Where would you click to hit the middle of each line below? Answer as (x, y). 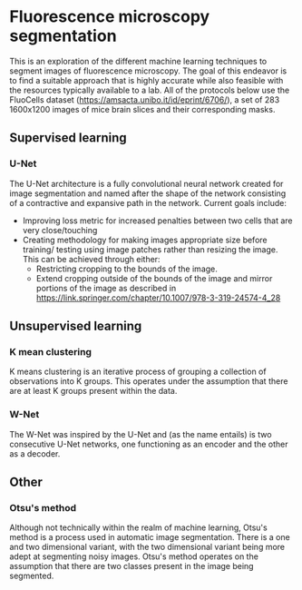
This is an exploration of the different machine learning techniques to (138, 61)
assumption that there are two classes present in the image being (132, 566)
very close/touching (60, 230)
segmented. (32, 576)
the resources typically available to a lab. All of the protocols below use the (150, 90)
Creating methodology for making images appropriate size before (145, 240)
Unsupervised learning (76, 326)
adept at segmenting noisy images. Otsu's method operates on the (134, 556)
